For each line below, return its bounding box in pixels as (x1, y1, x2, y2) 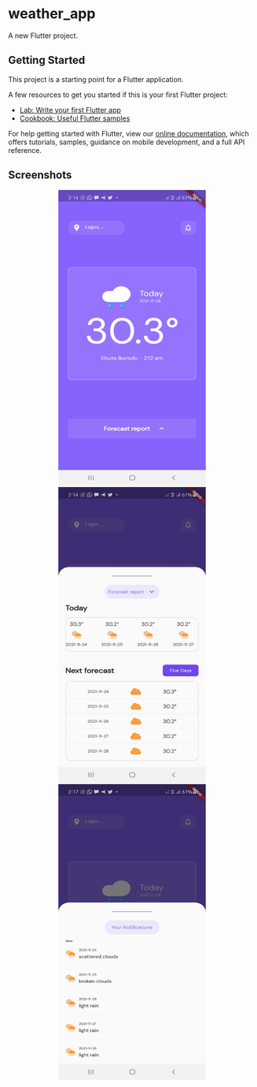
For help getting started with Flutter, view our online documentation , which (8, 128, 250, 138)
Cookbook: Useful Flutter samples (19, 114, 130, 123)
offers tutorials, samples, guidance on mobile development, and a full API (8, 137, 245, 147)
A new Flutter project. (8, 31, 79, 40)
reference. (8, 145, 42, 154)
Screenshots (8, 169, 72, 182)
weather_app (8, 5, 96, 23)
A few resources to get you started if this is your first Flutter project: (8, 90, 228, 99)
